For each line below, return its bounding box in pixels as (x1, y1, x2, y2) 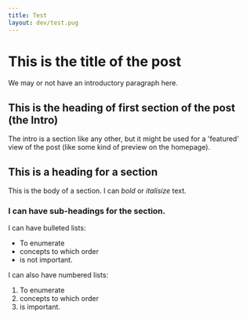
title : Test (8, 11, 47, 20)
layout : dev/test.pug (8, 19, 79, 27)
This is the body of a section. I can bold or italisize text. (8, 186, 187, 196)
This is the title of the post (8, 53, 182, 71)
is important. (19, 303, 61, 312)
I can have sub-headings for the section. (8, 205, 166, 216)
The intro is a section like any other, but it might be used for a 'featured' (8, 134, 239, 143)
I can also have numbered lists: (8, 270, 108, 280)
